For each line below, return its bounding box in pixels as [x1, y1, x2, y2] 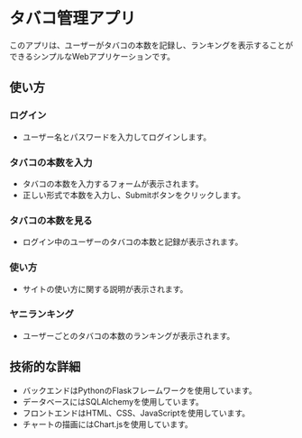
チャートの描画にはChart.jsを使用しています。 [22, 418, 194, 429]
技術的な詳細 [9, 360, 81, 375]
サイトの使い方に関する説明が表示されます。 [22, 283, 188, 294]
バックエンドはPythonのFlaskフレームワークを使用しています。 [22, 385, 257, 396]
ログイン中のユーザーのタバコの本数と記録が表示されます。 [22, 236, 243, 248]
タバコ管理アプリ [9, 8, 137, 29]
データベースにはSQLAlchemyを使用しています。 [22, 396, 205, 406]
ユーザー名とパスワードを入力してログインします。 [22, 132, 212, 142]
